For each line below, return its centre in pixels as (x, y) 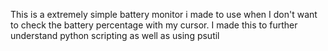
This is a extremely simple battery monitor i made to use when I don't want (164, 14)
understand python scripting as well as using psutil (115, 35)
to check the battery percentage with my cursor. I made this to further (154, 25)
